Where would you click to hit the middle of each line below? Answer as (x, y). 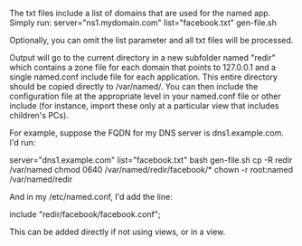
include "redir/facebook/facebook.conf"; (85, 214)
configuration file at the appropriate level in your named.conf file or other (146, 96)
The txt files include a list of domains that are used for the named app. (140, 13)
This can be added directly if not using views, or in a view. (118, 232)
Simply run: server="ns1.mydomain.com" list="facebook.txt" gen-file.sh (143, 23)
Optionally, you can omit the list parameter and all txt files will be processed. (151, 40)
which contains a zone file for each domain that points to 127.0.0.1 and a (143, 67)
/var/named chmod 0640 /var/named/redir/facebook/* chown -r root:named (151, 170)
